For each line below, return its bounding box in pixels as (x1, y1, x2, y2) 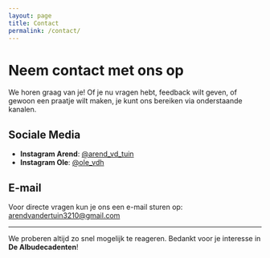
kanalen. (8, 105, 37, 115)
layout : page (8, 11, 52, 20)
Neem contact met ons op (8, 61, 184, 79)
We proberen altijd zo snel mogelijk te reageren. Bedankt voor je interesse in (8, 233, 261, 243)
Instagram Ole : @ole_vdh (19, 158, 104, 167)
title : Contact (8, 19, 59, 27)
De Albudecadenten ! (8, 242, 79, 252)
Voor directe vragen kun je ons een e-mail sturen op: (8, 202, 183, 212)
